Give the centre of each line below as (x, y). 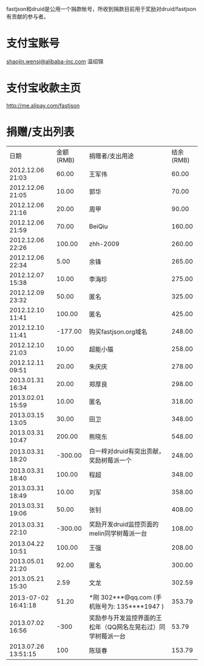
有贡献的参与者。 (28, 16)
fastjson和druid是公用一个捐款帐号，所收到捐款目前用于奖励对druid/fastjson (101, 9)
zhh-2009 (104, 244)
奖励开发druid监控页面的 (124, 524)
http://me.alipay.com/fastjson (43, 105)
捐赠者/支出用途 (111, 156)
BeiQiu (98, 226)
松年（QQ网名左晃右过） (124, 627)
